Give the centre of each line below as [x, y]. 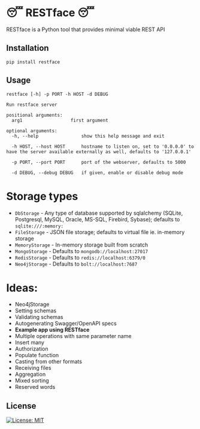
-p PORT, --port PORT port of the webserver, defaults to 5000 [99, 162]
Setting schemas [36, 311]
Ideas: [22, 288]
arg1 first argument [60, 120]
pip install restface [33, 62]
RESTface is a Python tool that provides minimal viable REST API [86, 29]
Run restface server [32, 105]
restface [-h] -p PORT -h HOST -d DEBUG [57, 94]
